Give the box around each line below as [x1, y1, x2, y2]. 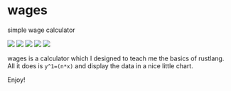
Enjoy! [7, 75, 26, 84]
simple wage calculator [7, 26, 76, 34]
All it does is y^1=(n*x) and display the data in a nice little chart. [7, 61, 193, 70]
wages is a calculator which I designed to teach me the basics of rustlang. [7, 54, 225, 63]
